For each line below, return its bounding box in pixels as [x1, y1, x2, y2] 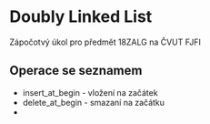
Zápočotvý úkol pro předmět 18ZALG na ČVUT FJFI [9, 36, 202, 47]
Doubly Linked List [9, 6, 153, 27]
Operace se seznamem [9, 63, 143, 78]
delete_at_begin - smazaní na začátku [22, 97, 165, 108]
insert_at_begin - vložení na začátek [22, 87, 158, 98]
